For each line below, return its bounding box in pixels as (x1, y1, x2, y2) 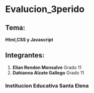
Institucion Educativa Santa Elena (5, 82, 89, 89)
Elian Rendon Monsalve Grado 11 (12, 64, 82, 70)
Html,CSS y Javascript (5, 36, 54, 42)
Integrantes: (5, 51, 45, 59)
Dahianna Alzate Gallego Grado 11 (12, 69, 84, 75)
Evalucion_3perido (5, 3, 84, 15)
